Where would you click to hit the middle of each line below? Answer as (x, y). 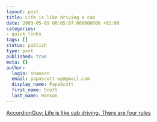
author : (16, 68)
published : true (26, 56)
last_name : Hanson (35, 96)
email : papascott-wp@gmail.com (51, 79)
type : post (20, 51)
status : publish (26, 46)
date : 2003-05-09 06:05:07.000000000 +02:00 (63, 23)
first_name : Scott (35, 90)
